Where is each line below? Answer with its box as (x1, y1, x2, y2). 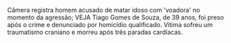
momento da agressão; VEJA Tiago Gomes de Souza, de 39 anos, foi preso (7, 13, 225, 21)
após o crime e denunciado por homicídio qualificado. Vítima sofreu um (7, 21, 213, 28)
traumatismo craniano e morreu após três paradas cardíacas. (7, 28, 183, 36)
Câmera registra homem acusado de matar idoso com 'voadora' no (7, 6, 200, 14)
